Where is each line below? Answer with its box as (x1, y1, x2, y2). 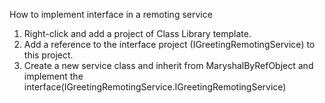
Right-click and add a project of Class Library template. (23, 28, 252, 39)
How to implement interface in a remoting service (9, 9, 213, 20)
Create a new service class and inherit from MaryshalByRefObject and (23, 60, 314, 71)
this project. (23, 49, 74, 61)
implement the (23, 70, 84, 82)
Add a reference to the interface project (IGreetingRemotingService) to (23, 39, 316, 50)
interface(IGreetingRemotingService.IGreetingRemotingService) (23, 81, 287, 93)
